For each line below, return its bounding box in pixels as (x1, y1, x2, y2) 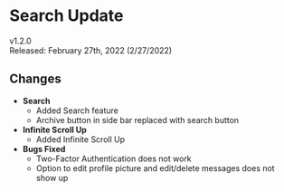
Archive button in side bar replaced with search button (35, 114, 240, 125)
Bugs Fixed (22, 143, 66, 154)
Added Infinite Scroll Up (35, 133, 125, 145)
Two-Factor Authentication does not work (35, 153, 192, 164)
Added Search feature (35, 105, 119, 116)
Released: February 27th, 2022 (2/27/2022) (9, 44, 173, 55)
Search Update (9, 5, 124, 26)
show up (35, 172, 69, 183)
